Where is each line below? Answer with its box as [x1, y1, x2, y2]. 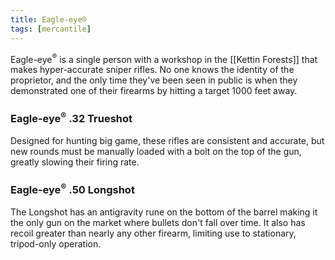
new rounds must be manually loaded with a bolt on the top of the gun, [10, 145, 302, 157]
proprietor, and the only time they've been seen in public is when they [10, 74, 298, 86]
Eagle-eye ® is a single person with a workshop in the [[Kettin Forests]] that [10, 51, 318, 65]
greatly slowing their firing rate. [10, 156, 140, 168]
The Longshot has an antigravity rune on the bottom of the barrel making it [10, 206, 318, 218]
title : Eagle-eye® [10, 14, 87, 25]
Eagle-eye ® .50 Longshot [10, 181, 135, 197]
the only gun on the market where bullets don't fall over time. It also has [10, 216, 306, 228]
